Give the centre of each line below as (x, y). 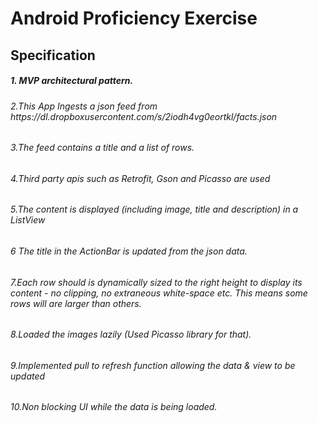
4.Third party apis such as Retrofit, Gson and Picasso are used (140, 178)
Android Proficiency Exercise (134, 18)
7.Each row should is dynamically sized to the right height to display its (156, 282)
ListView (28, 220)
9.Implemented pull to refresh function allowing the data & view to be (153, 365)
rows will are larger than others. (76, 303)
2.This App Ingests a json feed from (84, 106)
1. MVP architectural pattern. (72, 81)
